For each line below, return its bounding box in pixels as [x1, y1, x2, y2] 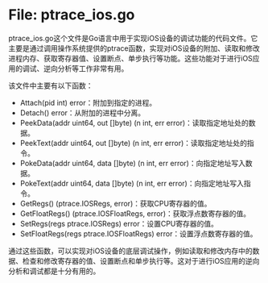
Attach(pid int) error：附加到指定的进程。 [19, 98, 157, 107]
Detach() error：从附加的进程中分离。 [19, 107, 146, 118]
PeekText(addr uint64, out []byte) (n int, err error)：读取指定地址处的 [19, 138, 248, 148]
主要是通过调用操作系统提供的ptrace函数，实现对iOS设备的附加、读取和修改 [8, 43, 260, 53]
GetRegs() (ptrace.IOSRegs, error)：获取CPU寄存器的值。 [19, 198, 212, 208]
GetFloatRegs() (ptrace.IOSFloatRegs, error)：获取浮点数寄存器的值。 [19, 208, 251, 218]
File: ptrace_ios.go [8, 6, 135, 24]
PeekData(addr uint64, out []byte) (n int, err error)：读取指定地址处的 [19, 118, 249, 127]
